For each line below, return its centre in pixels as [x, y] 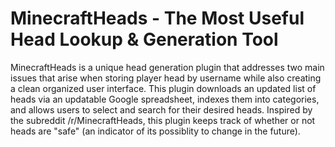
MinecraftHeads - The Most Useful [157, 18]
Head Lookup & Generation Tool [144, 39]
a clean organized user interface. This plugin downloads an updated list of [163, 88]
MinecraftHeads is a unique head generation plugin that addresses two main [167, 67]
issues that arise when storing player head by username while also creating [166, 78]
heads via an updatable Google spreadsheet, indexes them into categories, [165, 99]
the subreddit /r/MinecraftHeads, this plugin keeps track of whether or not [163, 120]
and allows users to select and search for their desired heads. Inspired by [161, 109]
